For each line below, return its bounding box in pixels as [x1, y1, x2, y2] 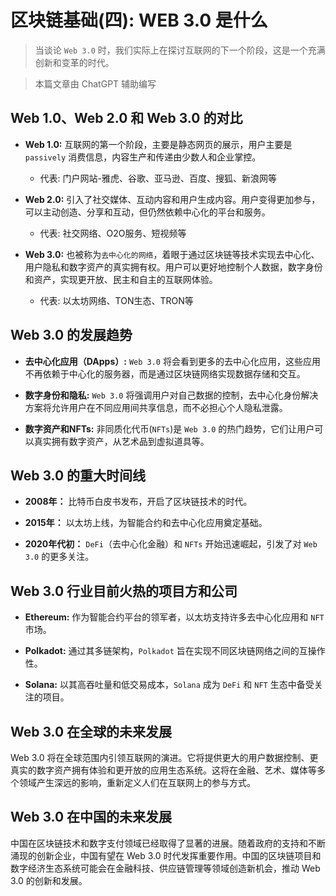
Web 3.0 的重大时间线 [10, 467, 147, 484]
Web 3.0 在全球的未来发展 [10, 723, 173, 740]
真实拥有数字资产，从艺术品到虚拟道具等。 [33, 435, 210, 447]
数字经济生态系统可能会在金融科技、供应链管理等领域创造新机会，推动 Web [10, 862, 321, 874]
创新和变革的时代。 [34, 56, 115, 68]
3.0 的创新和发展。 [10, 874, 88, 886]
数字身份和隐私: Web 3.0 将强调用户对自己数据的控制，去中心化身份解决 [24, 389, 319, 401]
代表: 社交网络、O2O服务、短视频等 [39, 227, 187, 239]
